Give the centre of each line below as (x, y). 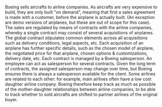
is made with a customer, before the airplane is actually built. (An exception (80, 17)
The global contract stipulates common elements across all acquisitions (76, 38)
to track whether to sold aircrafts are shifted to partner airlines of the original (81, 94)
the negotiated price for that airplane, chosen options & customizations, (76, 53)
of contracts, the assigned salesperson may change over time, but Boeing (79, 69)
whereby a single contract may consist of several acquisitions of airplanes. (79, 33)
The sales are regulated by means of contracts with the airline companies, (79, 28)
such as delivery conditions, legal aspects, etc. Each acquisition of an (74, 43)
